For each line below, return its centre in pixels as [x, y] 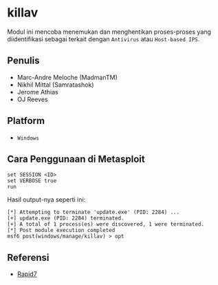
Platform [26, 121]
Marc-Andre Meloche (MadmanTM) [67, 77]
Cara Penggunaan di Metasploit [76, 159]
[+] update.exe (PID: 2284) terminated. [66, 218]
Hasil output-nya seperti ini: [46, 200]
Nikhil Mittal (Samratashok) [55, 85]
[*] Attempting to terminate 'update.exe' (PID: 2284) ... [94, 212]
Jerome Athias [37, 92]
